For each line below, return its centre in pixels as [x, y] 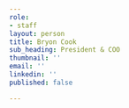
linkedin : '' [33, 75]
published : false [41, 83]
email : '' [27, 67]
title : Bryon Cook [43, 42]
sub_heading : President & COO [65, 50]
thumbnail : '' [35, 58]
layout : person [37, 33]
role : [19, 17]
